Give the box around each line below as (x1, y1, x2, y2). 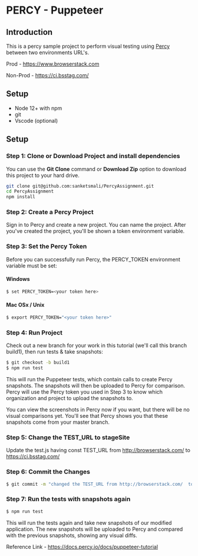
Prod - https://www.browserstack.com (6, 60, 100, 67)
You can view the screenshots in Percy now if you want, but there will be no (6, 405, 190, 413)
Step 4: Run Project (6, 328, 63, 336)
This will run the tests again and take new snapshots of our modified (6, 519, 172, 526)
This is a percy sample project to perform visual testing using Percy (6, 42, 170, 50)
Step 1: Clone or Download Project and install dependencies (6, 152, 180, 160)
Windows (6, 276, 30, 283)
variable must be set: (6, 262, 57, 269)
